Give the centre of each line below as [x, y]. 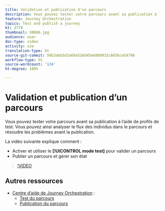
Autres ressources [34, 181]
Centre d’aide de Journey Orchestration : [54, 193]
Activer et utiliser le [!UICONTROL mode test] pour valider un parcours [84, 151]
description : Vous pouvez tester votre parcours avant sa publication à [81, 14]
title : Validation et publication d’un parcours [56, 10]
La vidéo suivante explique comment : [43, 141]
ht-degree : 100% [22, 69]
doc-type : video [22, 42]
